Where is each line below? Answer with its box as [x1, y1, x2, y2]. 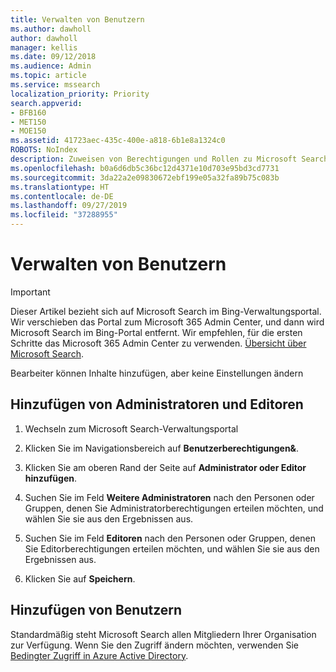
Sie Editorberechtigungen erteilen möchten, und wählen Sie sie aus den [24, 542, 320, 555]
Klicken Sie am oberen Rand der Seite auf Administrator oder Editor [24, 461, 307, 473]
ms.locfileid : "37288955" [10, 210, 118, 220]
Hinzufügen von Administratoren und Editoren [10, 396, 304, 413]
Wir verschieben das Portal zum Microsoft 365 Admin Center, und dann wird [10, 316, 325, 328]
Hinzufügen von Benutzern [10, 602, 183, 619]
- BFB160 [10, 107, 47, 118]
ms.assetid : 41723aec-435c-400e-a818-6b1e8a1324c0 [10, 136, 226, 146]
